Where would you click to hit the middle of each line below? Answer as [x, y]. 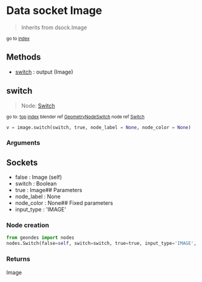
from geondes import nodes [40, 238]
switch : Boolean [36, 184]
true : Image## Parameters [49, 190]
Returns [18, 259]
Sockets [22, 163]
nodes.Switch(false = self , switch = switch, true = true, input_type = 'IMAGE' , [102, 244]
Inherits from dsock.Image [54, 27]
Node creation [28, 225]
